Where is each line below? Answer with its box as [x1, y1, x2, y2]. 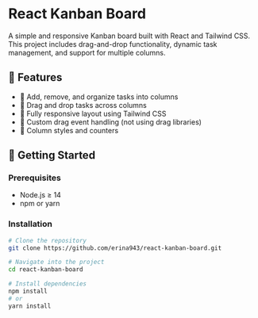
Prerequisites [8, 172, 61, 183]
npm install [8, 287, 48, 296]
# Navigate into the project [8, 259, 105, 266]
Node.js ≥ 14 [19, 190, 62, 200]
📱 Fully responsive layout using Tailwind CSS [19, 109, 167, 118]
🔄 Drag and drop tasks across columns [19, 100, 147, 109]
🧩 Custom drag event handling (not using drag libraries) [19, 117, 202, 127]
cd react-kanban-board [8, 266, 83, 274]
